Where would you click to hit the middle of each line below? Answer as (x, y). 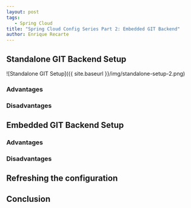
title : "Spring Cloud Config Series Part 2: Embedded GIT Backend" (93, 29)
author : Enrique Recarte (38, 35)
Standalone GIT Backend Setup (66, 59)
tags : (13, 18)
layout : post (23, 12)
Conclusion (28, 199)
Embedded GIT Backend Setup (65, 125)
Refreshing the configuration (62, 179)
